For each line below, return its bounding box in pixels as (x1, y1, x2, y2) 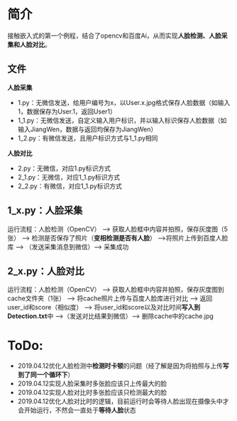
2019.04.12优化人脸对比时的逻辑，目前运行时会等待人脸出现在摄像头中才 (17, 397, 229, 405)
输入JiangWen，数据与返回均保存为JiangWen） (17, 125, 158, 133)
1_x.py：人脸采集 (7, 204, 83, 217)
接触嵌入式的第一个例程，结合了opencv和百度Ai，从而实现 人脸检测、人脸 (7, 31, 222, 40)
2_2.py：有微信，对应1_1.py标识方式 (17, 182, 122, 190)
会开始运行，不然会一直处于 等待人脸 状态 (17, 406, 136, 415)
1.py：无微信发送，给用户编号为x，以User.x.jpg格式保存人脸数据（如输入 (17, 98, 231, 106)
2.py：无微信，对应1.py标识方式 (17, 164, 111, 173)
